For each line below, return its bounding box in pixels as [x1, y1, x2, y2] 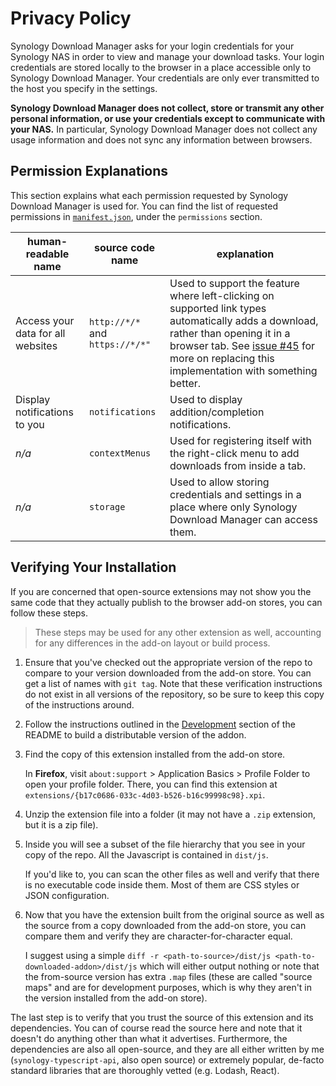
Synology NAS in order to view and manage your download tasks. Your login [10, 50, 325, 62]
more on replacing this [169, 351, 275, 365]
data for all [15, 326, 66, 340]
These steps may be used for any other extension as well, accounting [34, 626, 322, 638]
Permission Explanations [10, 163, 169, 180]
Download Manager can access [169, 512, 318, 526]
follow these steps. [10, 607, 88, 619]
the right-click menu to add [169, 446, 300, 460]
